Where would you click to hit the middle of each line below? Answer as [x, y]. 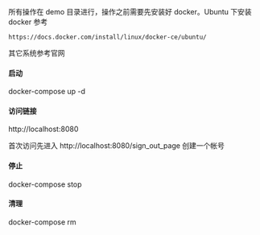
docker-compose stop [45, 184]
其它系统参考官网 [37, 53]
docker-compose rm [42, 222]
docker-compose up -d [47, 92]
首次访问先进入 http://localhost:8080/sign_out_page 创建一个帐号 [117, 146]
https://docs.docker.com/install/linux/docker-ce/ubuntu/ [107, 37]
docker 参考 [28, 22]
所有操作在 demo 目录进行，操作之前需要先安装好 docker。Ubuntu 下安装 [130, 12]
